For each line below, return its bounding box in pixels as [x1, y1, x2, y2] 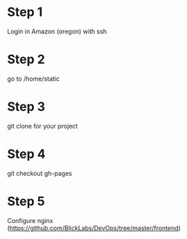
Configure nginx [7, 216, 53, 224]
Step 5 [7, 193, 45, 209]
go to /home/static [7, 74, 60, 83]
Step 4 [7, 147, 46, 162]
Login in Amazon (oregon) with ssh [7, 27, 107, 35]
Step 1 [7, 4, 43, 20]
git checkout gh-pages [7, 169, 73, 177]
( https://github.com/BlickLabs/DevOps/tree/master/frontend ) [7, 224, 181, 232]
